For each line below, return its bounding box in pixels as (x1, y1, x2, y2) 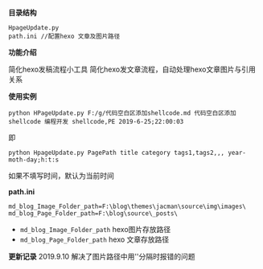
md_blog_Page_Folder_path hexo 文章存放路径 (19, 234, 170, 244)
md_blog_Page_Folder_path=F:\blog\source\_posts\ (8, 210, 179, 218)
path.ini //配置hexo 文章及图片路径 (8, 32, 121, 40)
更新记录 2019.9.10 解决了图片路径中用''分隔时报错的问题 (8, 252, 195, 261)
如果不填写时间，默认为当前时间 (8, 171, 114, 180)
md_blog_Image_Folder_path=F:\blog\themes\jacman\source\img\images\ (8, 202, 247, 210)
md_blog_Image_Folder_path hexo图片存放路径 (19, 225, 171, 234)
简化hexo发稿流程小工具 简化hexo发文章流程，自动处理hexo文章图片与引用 (8, 64, 256, 74)
